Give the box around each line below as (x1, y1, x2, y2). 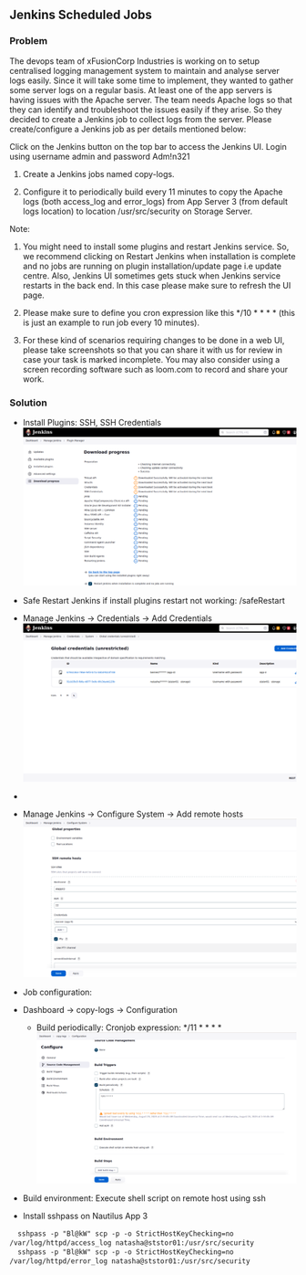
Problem (9, 35, 48, 47)
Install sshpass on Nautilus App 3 (22, 1210, 148, 1221)
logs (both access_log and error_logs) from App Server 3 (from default (22, 195, 289, 206)
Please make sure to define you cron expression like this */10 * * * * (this (22, 307, 296, 318)
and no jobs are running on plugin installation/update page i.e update (22, 260, 282, 271)
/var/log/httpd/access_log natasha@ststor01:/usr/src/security (9, 1238, 255, 1248)
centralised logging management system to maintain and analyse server (9, 65, 280, 76)
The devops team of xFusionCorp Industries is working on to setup (9, 55, 260, 67)
